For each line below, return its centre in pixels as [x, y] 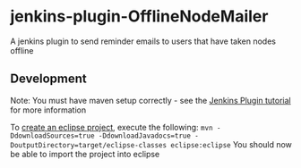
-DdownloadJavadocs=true [145, 136]
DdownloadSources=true [52, 136]
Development [49, 79]
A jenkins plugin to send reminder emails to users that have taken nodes [143, 41]
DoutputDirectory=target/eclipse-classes [89, 145]
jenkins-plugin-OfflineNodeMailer [139, 17]
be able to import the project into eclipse [85, 154]
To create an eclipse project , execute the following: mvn [112, 127]
